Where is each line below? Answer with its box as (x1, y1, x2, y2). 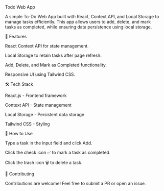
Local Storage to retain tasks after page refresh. (5, 52, 102, 58)
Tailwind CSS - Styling (5, 121, 50, 127)
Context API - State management (5, 102, 72, 108)
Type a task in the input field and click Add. (5, 140, 93, 146)
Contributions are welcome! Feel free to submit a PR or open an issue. (5, 181, 146, 186)
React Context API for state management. (5, 43, 89, 48)
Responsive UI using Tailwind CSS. (5, 72, 75, 77)
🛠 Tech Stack (5, 81, 33, 87)
